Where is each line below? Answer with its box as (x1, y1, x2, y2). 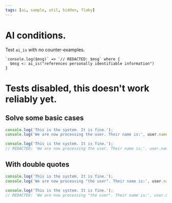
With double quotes (5, 160, 70, 169)
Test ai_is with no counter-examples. (5, 47, 85, 53)
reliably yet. (5, 93, 57, 105)
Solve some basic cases (5, 114, 84, 123)
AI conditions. (5, 29, 67, 41)
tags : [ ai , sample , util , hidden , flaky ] (5, 7, 95, 13)
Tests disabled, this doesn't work (5, 83, 149, 94)
